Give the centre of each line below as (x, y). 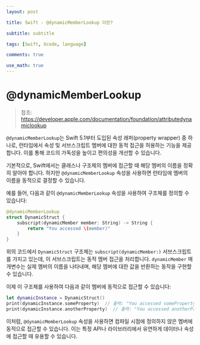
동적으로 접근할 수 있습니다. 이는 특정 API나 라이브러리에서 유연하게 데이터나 (94, 328)
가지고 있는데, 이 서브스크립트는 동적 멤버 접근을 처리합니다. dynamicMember (99, 259)
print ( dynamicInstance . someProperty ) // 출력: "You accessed (84, 304)
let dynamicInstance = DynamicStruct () (56, 298)
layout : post (22, 12)
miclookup (34, 125)
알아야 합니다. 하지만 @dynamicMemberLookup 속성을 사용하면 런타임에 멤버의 (100, 172)
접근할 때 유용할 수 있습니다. (45, 336)
